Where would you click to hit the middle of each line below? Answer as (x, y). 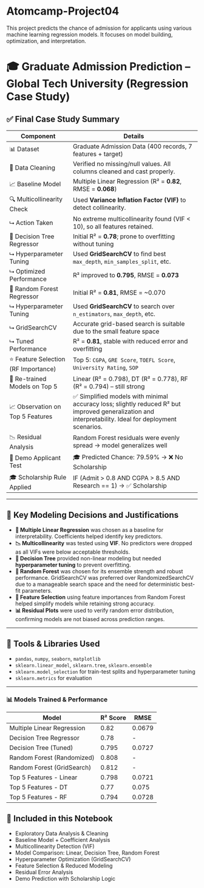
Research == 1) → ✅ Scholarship (120, 486)
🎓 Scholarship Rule (38, 477)
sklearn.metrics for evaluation (53, 678)
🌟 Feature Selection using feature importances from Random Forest (100, 597)
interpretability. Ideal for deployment (125, 419)
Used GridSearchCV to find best (119, 253)
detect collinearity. (99, 208)
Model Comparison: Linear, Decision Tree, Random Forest (87, 853)
